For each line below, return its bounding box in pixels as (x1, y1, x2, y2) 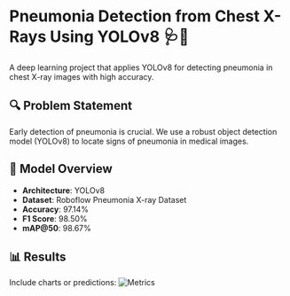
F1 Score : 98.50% (21, 213, 88, 223)
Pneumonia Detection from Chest (9, 6, 260, 27)
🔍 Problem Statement (9, 98, 133, 113)
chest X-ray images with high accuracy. (9, 71, 154, 82)
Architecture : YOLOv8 (21, 184, 105, 196)
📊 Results (9, 249, 67, 264)
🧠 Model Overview (9, 161, 113, 176)
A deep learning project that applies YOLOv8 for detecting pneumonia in (9, 62, 273, 73)
